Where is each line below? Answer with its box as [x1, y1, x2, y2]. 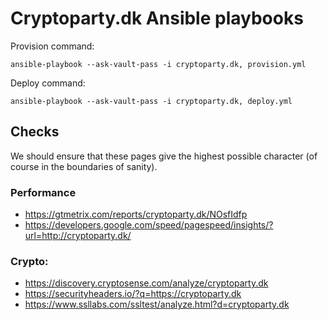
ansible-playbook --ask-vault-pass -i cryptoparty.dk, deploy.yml [10, 96, 293, 106]
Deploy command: [10, 77, 86, 89]
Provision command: [10, 40, 95, 52]
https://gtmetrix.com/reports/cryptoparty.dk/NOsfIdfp [24, 208, 248, 221]
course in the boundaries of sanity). [10, 160, 158, 172]
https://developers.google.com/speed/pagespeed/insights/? [24, 219, 274, 231]
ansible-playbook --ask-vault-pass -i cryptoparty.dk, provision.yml [10, 59, 307, 69]
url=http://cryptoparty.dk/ [24, 230, 132, 242]
